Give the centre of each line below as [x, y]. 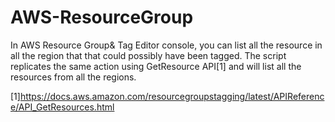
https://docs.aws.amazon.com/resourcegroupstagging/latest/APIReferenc [172, 96]
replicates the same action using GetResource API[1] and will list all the [156, 66]
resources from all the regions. [73, 77]
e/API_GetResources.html [62, 107]
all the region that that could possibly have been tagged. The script [148, 55]
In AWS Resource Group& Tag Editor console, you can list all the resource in [166, 45]
